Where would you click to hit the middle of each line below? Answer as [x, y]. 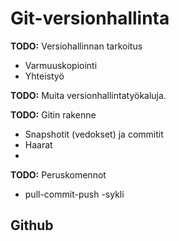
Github [32, 225]
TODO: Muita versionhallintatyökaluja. [88, 95]
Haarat [38, 144]
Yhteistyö [44, 76]
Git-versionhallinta [90, 18]
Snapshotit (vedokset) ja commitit [94, 134]
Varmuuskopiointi [61, 65]
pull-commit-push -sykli [74, 194]
